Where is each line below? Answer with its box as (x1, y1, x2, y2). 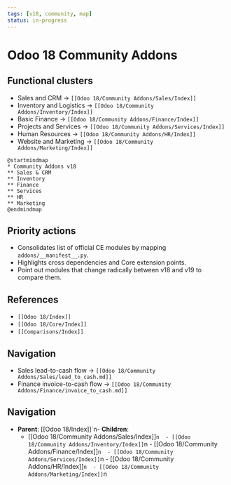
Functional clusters (7, 75, 93, 87)
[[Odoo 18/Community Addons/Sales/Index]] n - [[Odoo (27, 432, 191, 441)
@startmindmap (7, 157, 49, 164)
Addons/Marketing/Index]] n (27, 470, 107, 478)
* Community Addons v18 (7, 163, 77, 170)
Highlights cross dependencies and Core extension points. (17, 258, 187, 267)
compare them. (17, 273, 62, 281)
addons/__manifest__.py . (17, 251, 89, 260)
